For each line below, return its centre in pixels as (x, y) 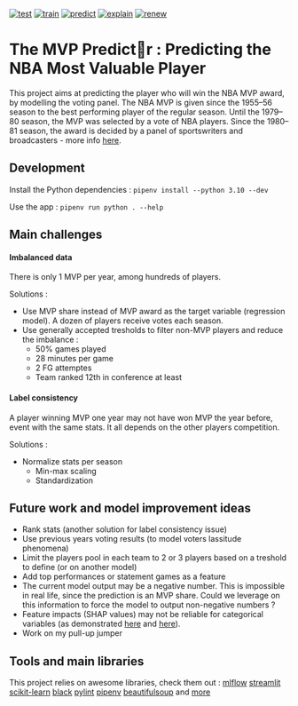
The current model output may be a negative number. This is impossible (153, 586)
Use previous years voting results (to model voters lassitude (132, 539)
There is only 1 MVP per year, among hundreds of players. (115, 277)
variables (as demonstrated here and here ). (101, 624)
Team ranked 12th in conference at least (109, 377)
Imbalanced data (41, 257)
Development (47, 168)
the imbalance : (50, 340)
